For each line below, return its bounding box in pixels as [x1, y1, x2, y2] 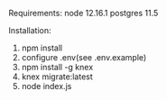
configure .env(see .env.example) [21, 52, 147, 62]
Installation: [8, 25, 51, 35]
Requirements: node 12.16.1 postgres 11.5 [8, 8, 159, 18]
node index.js [21, 81, 72, 91]
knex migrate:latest [21, 71, 94, 82]
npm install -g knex [21, 62, 94, 72]
